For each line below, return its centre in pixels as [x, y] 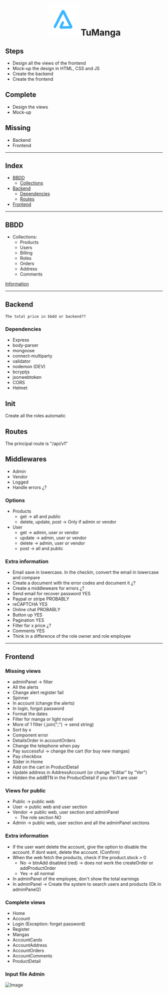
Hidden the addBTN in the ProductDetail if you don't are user [75, 778]
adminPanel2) [27, 889]
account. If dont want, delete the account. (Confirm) [66, 852]
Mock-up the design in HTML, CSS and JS [56, 68]
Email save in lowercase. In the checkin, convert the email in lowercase [85, 572]
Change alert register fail [38, 692]
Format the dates [30, 714]
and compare [26, 578]
